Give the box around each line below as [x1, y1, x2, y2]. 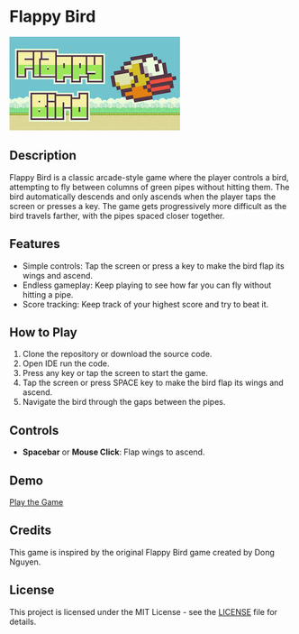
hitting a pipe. [22, 289, 74, 299]
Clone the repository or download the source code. [22, 349, 213, 360]
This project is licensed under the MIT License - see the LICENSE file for [9, 606, 277, 617]
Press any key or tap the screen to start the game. [22, 368, 209, 379]
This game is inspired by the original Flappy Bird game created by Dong [9, 547, 275, 557]
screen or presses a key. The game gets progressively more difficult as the [9, 200, 287, 211]
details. [9, 616, 37, 627]
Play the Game [9, 497, 64, 507]
